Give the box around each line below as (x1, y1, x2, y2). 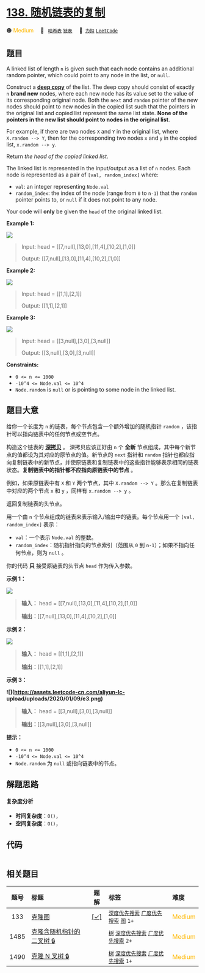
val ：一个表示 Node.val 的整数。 (15, 534, 97, 541)
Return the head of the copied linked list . (6, 153, 109, 160)
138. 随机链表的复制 (6, 6, 106, 20)
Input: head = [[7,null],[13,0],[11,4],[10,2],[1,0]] (21, 243, 136, 250)
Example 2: (6, 267, 35, 274)
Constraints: (6, 361, 39, 368)
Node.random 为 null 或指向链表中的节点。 (15, 759, 120, 767)
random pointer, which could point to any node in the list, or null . (6, 71, 170, 78)
